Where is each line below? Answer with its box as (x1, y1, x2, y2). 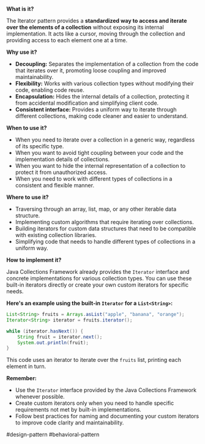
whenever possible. (15, 393, 65, 401)
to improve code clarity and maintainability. (15, 419, 124, 426)
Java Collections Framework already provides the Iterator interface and (6, 268, 190, 275)
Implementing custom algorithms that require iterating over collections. (15, 219, 194, 225)
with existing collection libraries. (15, 231, 97, 238)
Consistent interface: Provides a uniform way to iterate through (15, 106, 177, 113)
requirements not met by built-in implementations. (15, 406, 142, 413)
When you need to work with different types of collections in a (15, 175, 173, 182)
